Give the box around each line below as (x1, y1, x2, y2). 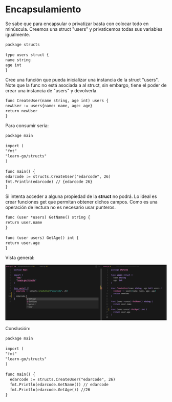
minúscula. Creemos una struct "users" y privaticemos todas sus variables (5, 26, 163, 32)
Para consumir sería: (5, 122, 49, 129)
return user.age (5, 240, 40, 246)
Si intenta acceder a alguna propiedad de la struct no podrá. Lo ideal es (5, 193, 157, 199)
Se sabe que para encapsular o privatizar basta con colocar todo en (5, 21, 149, 27)
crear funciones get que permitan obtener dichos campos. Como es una (5, 198, 158, 205)
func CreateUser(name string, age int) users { (5, 98, 109, 103)
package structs (5, 42, 40, 47)
